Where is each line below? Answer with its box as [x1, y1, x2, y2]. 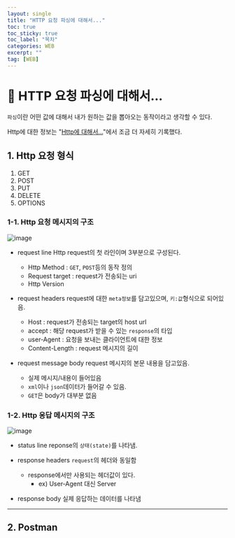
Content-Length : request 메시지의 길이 [27, 344, 138, 352]
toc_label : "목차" [7, 36, 58, 43]
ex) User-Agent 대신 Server [38, 480, 117, 488]
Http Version [27, 279, 64, 288]
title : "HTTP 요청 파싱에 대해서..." [7, 17, 106, 24]
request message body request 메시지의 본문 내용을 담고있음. [17, 358, 190, 367]
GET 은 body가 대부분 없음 [27, 391, 97, 399]
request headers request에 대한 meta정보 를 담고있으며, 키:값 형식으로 [17, 294, 206, 302]
